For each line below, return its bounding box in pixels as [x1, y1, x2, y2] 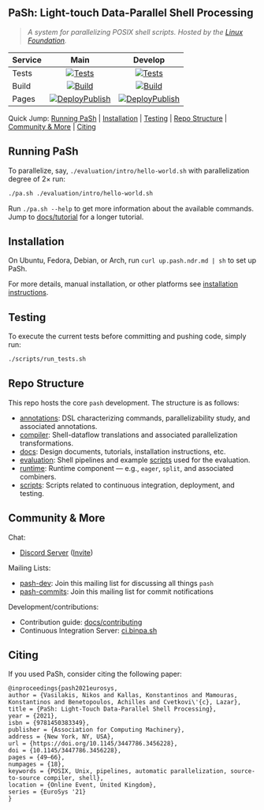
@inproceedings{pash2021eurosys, [8, 685, 118, 692]
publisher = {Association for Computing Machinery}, [8, 726, 185, 734]
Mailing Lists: [8, 563, 51, 573]
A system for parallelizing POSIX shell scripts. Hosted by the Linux [27, 27, 244, 36]
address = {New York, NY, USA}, [8, 733, 114, 741]
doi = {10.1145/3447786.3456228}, [8, 747, 122, 755]
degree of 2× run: [8, 174, 65, 184]
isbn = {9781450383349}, [8, 719, 90, 727]
